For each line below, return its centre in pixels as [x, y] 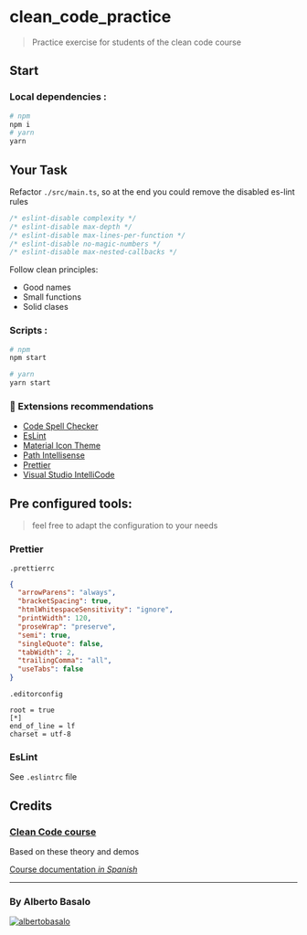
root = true [32, 710]
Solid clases [45, 307]
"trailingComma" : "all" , [65, 661]
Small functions [52, 297]
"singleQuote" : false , [61, 643]
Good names [47, 287]
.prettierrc [32, 568]
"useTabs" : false [51, 669]
